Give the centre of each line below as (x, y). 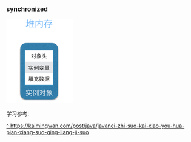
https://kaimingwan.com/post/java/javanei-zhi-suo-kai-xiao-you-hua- (97, 126)
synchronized (27, 9)
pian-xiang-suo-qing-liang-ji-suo (48, 132)
